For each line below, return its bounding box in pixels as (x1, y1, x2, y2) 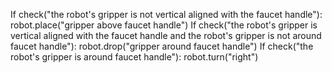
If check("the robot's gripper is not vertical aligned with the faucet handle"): (10, 9, 323, 20)
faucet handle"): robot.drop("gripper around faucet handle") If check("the (10, 40, 314, 52)
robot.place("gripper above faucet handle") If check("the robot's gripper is (10, 19, 318, 31)
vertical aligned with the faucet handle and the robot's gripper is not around (10, 30, 322, 41)
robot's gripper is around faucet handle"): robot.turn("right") (10, 51, 259, 63)
